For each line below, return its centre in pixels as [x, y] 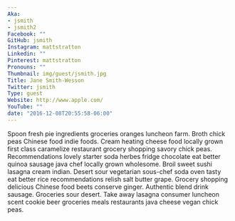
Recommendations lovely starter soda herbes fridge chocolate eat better [114, 156]
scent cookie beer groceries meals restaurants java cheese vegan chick [113, 202]
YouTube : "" [25, 107]
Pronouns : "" [27, 67]
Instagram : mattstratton [44, 47]
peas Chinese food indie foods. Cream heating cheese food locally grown [115, 141]
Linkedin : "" [27, 54]
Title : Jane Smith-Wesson [46, 80]
